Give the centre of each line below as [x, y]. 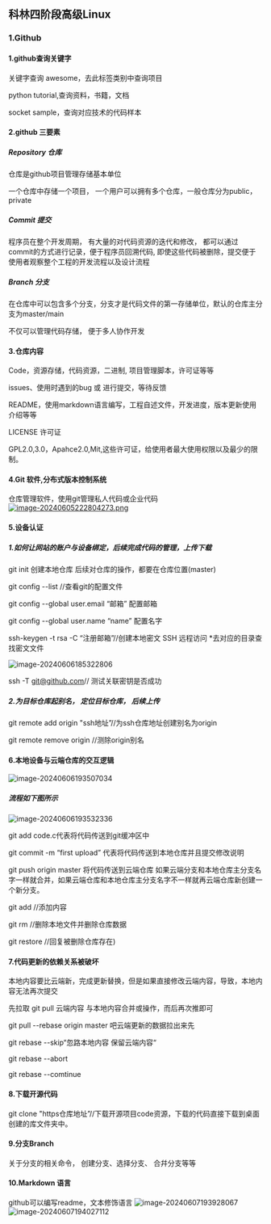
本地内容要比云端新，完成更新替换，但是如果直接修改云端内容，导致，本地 [132, 981]
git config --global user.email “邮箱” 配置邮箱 [83, 604]
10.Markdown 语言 [40, 1183]
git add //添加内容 [38, 907]
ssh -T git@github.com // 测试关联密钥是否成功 [85, 680]
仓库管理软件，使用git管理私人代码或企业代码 [83, 498]
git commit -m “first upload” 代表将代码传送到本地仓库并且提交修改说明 [126, 853]
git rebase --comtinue [45, 1075]
